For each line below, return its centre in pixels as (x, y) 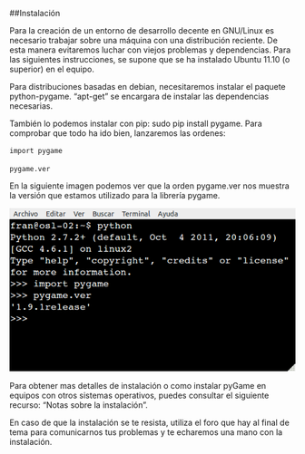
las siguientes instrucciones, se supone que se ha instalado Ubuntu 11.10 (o (150, 59)
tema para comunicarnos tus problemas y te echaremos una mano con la (146, 432)
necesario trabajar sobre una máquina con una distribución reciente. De (144, 40)
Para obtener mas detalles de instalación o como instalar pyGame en (138, 385)
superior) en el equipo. (52, 69)
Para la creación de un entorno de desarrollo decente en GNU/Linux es (142, 30)
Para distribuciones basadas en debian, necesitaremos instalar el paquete (148, 87)
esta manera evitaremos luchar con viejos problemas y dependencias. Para (150, 50)
